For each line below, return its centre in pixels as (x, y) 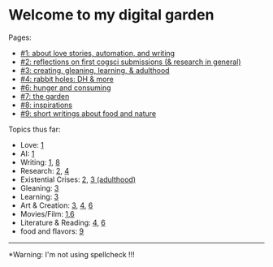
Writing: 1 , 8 (40, 162)
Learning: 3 (39, 196)
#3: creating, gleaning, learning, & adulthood (95, 70)
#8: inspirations (46, 105)
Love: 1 (32, 144)
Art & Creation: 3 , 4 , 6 (56, 205)
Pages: (20, 37)
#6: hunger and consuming (65, 88)
